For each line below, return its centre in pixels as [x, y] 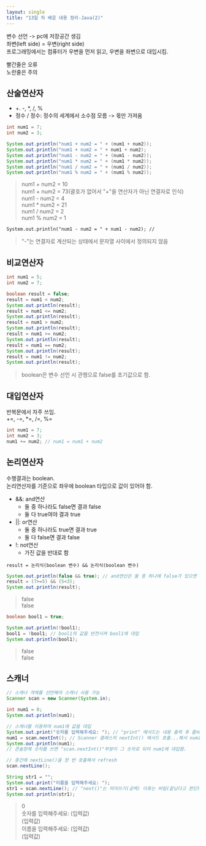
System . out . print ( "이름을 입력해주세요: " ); [58, 783]
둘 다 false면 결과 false [52, 537]
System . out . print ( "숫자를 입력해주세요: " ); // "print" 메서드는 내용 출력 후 [98, 732]
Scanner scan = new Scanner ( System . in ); [59, 699]
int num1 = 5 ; [25, 277]
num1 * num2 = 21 [44, 205]
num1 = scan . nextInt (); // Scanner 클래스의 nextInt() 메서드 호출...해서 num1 [104, 738]
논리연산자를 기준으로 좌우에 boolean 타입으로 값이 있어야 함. [80, 486]
